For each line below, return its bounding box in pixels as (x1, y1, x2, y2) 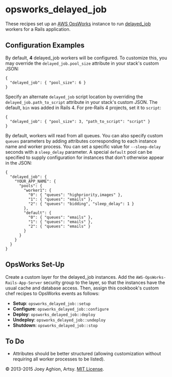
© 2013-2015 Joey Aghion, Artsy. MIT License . (5, 366, 104, 372)
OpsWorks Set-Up (5, 260, 65, 269)
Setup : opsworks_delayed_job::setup (12, 300, 91, 307)
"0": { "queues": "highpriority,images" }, (28, 192, 123, 198)
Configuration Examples (5, 41, 85, 50)
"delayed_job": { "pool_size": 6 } (10, 80, 86, 85)
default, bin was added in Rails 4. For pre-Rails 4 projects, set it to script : (5, 104, 162, 111)
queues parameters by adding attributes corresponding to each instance (5, 138, 157, 144)
